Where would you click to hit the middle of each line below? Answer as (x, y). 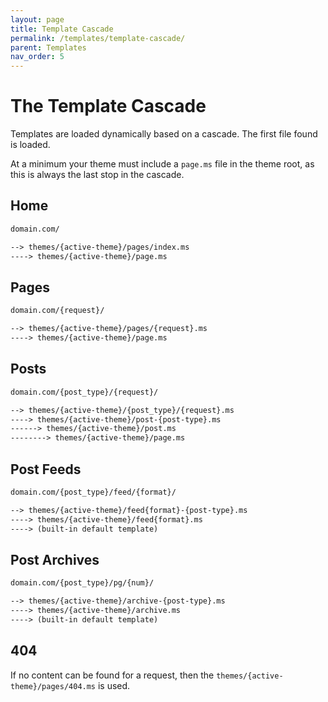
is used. (114, 685)
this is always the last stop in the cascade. (97, 175)
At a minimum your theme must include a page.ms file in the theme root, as (162, 164)
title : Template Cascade (62, 29)
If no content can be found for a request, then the (112, 675)
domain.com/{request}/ (57, 311)
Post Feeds (46, 469)
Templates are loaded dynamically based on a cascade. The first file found (164, 134)
